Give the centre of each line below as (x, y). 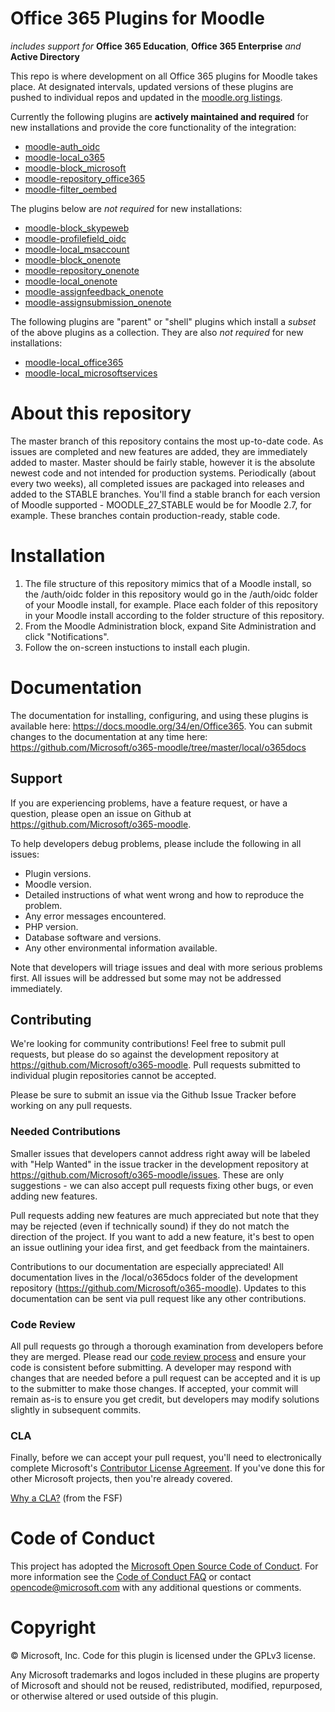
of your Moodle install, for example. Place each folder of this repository (171, 604)
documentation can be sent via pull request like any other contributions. (158, 1298)
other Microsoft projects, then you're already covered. (121, 1479)
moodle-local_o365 (64, 157)
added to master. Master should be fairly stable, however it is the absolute (163, 462)
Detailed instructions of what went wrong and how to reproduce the (164, 894)
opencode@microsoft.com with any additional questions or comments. (156, 1588)
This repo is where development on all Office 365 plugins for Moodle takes (164, 76)
